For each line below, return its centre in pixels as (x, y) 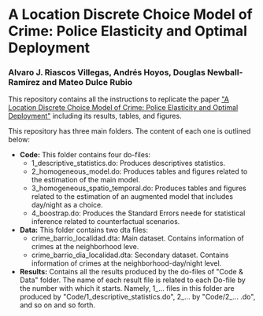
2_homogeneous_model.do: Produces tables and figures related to (139, 171)
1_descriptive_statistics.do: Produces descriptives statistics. (128, 164)
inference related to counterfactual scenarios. (106, 222)
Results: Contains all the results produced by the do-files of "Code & (131, 272)
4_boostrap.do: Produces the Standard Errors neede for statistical (138, 213)
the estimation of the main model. (85, 180)
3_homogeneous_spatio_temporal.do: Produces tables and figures (139, 188)
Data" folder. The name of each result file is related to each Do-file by (132, 280)
